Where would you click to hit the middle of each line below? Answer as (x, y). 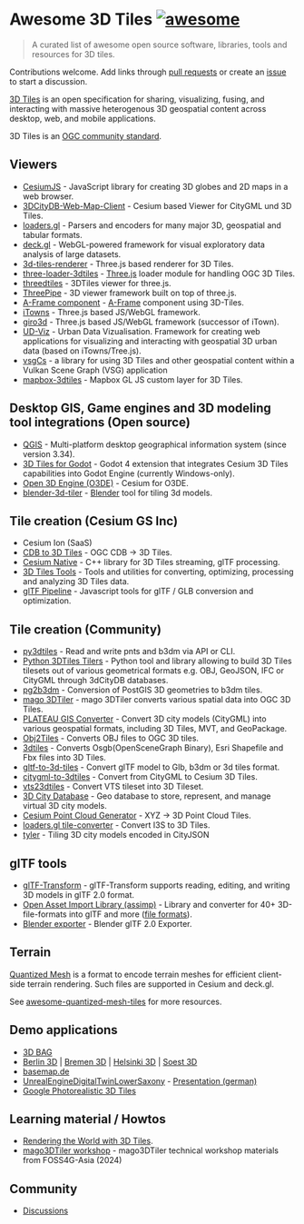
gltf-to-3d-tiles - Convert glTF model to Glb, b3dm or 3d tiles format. (151, 767)
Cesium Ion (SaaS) (57, 543)
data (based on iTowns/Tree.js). (82, 351)
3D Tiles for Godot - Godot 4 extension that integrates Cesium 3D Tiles (155, 463)
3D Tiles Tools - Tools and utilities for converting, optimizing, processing (158, 572)
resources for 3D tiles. (73, 54)
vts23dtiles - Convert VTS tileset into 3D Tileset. (113, 787)
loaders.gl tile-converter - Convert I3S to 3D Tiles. (116, 825)
